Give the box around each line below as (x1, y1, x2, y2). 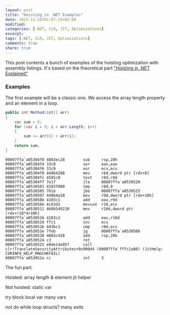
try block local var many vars (5, 294, 66, 300)
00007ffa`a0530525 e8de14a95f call (5, 242, 93, 247)
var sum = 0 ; (14, 119, 42, 125)
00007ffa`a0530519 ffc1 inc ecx (5, 220, 109, 225)
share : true (5, 45, 31, 51)
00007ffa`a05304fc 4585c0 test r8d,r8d (5, 175, 117, 180)
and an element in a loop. (5, 100, 59, 106)
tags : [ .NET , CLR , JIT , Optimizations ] (5, 36, 90, 41)
